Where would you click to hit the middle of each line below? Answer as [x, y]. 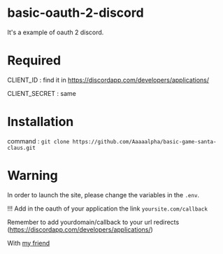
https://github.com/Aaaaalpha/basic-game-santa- [144, 141]
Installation [41, 122]
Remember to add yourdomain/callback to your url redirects [93, 222]
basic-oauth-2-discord [76, 13]
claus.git [22, 148]
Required [34, 61]
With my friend [29, 243]
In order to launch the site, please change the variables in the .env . [103, 195]
